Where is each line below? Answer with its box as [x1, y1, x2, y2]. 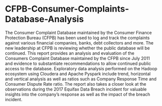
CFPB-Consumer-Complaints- [5, 3, 129, 15]
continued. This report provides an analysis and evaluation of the [5, 50, 134, 56]
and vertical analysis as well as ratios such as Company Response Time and [5, 76, 157, 82]
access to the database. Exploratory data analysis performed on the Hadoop [5, 65, 158, 71]
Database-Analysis [5, 14, 84, 25]
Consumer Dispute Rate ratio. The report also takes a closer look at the [5, 81, 147, 87]
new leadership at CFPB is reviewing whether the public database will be [5, 45, 150, 51]
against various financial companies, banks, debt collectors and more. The [5, 40, 154, 45]
